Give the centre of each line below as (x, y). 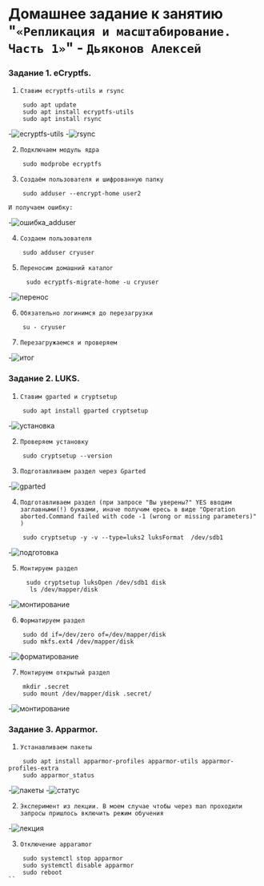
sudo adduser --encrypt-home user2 (82, 194)
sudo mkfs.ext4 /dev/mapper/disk (78, 642)
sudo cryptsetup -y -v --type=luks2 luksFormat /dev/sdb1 (123, 538)
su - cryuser (44, 328)
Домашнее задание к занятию (116, 14)
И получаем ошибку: (41, 208)
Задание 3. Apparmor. (53, 729)
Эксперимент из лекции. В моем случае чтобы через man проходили (131, 807)
